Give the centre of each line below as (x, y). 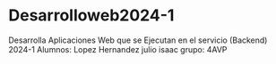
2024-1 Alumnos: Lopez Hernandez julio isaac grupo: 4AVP (118, 49)
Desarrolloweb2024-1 (91, 16)
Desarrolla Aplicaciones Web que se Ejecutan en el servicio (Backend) (138, 40)
